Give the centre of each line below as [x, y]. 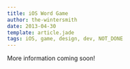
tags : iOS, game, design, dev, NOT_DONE [65, 39]
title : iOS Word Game [38, 13]
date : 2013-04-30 [32, 26]
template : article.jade [41, 32]
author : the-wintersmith [42, 20]
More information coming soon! [51, 58]
